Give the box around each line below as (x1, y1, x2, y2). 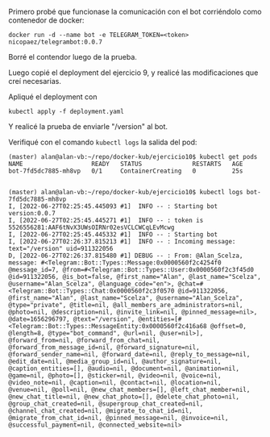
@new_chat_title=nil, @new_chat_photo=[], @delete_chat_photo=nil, (8, 393, 240, 401)
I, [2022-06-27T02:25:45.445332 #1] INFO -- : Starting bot (8, 231, 218, 239)
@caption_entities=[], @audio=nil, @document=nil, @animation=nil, (8, 364, 240, 372)
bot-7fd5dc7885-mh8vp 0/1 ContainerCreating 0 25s (8, 167, 243, 175)
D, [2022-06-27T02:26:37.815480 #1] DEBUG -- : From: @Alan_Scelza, (8, 252, 243, 260)
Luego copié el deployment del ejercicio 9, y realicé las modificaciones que (8, 68, 259, 77)
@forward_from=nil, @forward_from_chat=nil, (8, 336, 160, 344)
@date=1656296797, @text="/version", (8, 315, 135, 323)
